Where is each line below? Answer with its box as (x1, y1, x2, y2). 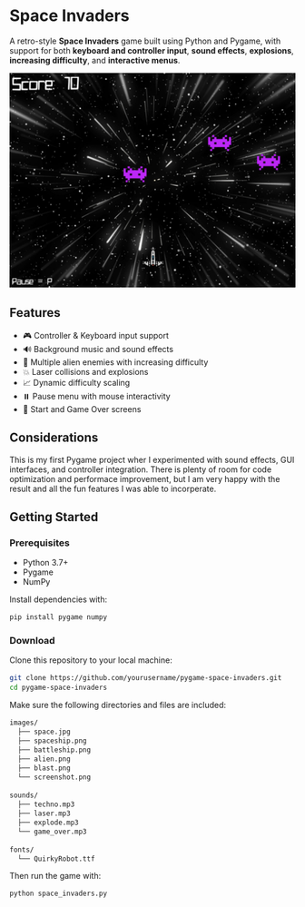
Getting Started (9, 509, 99, 525)
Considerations (9, 430, 99, 446)
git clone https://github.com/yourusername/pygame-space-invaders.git (9, 674, 282, 683)
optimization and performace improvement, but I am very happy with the (9, 473, 280, 484)
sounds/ (9, 791, 39, 800)
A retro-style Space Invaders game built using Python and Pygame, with (9, 35, 281, 46)
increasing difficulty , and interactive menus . (9, 54, 181, 65)
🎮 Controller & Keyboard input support (22, 330, 170, 340)
